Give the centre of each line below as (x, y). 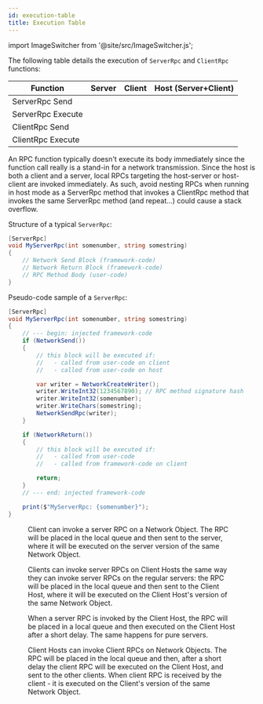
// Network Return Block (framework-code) (93, 268)
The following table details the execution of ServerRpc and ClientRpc (119, 60)
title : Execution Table (47, 23)
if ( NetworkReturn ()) (57, 435)
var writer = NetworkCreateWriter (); (98, 384)
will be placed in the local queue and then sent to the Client (124, 586)
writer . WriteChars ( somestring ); (89, 406)
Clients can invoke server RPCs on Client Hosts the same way (128, 569)
